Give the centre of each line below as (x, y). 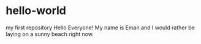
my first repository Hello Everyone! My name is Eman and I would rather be (100, 28)
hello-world (36, 11)
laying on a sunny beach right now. (50, 34)
